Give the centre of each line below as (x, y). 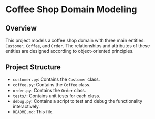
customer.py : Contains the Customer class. (56, 79)
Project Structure (33, 67)
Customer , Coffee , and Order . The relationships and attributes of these (78, 46)
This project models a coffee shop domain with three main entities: (75, 40)
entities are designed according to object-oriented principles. (69, 51)
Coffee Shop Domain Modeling (71, 9)
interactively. (26, 106)
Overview (21, 28)
